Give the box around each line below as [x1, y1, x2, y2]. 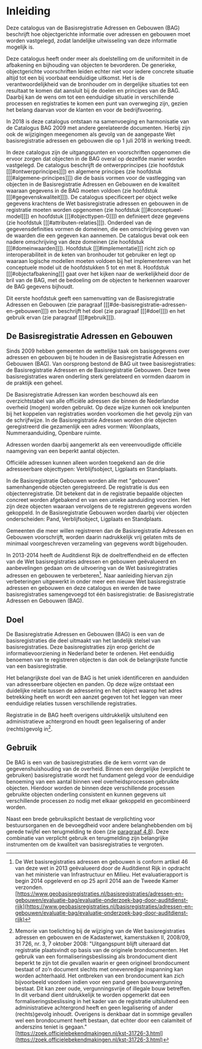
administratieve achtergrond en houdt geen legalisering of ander [6, 718, 167, 725]
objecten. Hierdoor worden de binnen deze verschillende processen [6, 784, 175, 791]
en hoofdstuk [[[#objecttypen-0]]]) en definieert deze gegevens [31, 212, 189, 220]
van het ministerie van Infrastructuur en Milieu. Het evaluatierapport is [14, 871, 189, 878]
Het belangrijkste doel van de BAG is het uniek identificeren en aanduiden [6, 674, 189, 681]
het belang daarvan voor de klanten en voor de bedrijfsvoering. [6, 106, 163, 113]
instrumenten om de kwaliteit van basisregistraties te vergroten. [6, 841, 164, 848]
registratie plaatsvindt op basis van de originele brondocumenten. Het [14, 946, 188, 953]
